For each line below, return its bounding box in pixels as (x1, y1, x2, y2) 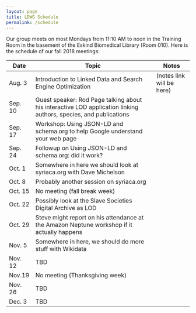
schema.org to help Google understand (35, 127, 143, 135)
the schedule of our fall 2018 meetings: (6, 48, 100, 55)
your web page (35, 135, 77, 143)
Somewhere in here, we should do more (35, 238, 145, 246)
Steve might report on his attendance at (35, 214, 144, 222)
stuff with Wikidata (35, 245, 87, 253)
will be (156, 79, 174, 87)
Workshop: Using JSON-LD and (35, 120, 124, 128)
